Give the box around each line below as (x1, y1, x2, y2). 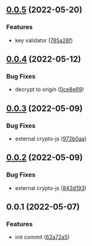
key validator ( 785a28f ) (14, 36, 73, 44)
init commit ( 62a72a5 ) (14, 233, 70, 241)
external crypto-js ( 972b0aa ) (14, 135, 87, 142)
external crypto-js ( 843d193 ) (14, 184, 87, 192)
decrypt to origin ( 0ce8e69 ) (14, 86, 84, 93)
